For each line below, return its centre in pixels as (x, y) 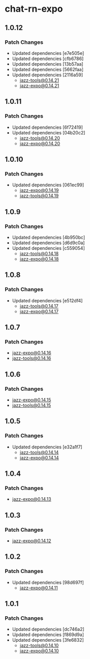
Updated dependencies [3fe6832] (48, 640)
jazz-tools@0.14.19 (39, 196)
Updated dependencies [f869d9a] (48, 635)
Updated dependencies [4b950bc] (49, 237)
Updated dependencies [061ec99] (48, 185)
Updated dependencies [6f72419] (48, 127)
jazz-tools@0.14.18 (39, 253)
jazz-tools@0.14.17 (39, 306)
